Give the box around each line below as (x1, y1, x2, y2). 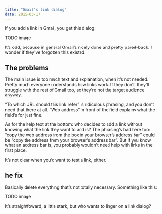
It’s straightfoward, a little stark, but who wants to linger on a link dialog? (5, 203, 151, 209)
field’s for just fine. (5, 112, 43, 118)
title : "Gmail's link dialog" (5, 7, 67, 12)
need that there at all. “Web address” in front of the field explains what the (5, 107, 156, 113)
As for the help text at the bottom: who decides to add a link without (5, 121, 142, 127)
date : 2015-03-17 (5, 12, 41, 17)
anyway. (5, 92, 22, 98)
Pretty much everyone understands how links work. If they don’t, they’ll (5, 82, 149, 88)
